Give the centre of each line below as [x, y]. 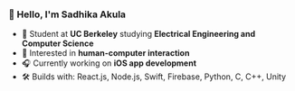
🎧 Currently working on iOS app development [109, 63]
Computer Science [57, 43]
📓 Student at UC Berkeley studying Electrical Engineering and [138, 34]
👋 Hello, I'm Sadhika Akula [67, 14]
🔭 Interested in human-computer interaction [105, 53]
